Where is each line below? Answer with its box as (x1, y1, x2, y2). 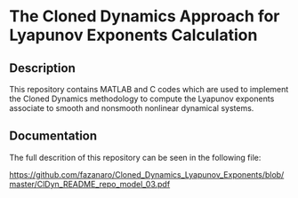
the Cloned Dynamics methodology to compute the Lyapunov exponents (9, 93, 275, 104)
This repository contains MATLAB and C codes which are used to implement (9, 84, 289, 94)
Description (9, 60, 76, 75)
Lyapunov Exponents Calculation (9, 25, 258, 45)
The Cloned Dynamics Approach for (9, 6, 280, 27)
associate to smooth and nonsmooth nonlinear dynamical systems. (9, 103, 254, 113)
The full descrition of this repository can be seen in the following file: (9, 152, 262, 162)
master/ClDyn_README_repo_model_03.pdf (9, 178, 171, 189)
